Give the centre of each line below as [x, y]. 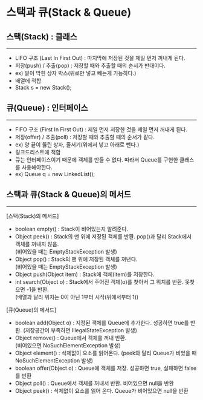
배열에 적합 [28, 80]
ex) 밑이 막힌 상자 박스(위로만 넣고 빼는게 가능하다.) [76, 73]
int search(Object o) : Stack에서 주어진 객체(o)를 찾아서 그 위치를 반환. [99, 281]
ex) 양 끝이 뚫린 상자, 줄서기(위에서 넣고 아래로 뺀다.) [77, 144]
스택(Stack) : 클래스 [42, 37]
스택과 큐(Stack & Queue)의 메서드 [69, 195]
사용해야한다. [37, 167]
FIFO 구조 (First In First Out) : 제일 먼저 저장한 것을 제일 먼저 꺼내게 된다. [101, 129]
